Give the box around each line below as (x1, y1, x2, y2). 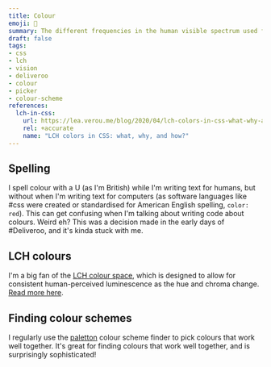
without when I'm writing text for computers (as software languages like (8, 191, 248, 202)
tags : (8, 42, 27, 50)
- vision (8, 65, 38, 73)
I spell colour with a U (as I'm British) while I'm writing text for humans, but (8, 183, 256, 193)
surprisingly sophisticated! (8, 350, 97, 360)
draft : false (8, 34, 52, 43)
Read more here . (8, 288, 64, 298)
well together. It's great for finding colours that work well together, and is (8, 341, 250, 351)
